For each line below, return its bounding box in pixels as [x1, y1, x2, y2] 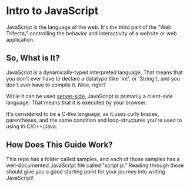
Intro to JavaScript [6, 4, 99, 18]
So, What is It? [6, 53, 60, 63]
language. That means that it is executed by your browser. [6, 99, 147, 106]
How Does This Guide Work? [6, 140, 113, 150]
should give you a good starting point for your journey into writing [6, 168, 165, 175]
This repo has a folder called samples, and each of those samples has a [6, 155, 180, 162]
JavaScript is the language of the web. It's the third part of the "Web [6, 24, 172, 31]
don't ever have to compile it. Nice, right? [6, 81, 106, 88]
